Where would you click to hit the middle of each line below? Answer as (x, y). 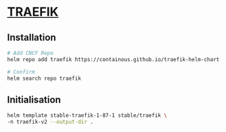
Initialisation (34, 99)
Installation (32, 37)
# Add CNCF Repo (30, 53)
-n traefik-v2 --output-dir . (50, 122)
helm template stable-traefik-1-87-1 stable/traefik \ (87, 115)
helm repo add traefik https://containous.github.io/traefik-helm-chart (113, 59)
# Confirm (21, 72)
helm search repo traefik (44, 78)
